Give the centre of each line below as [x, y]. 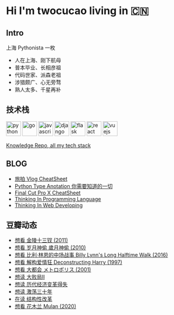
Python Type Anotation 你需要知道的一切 [64, 186]
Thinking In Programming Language [58, 199]
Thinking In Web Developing [49, 205]
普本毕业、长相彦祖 [38, 68]
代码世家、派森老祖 [38, 75]
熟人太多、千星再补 [38, 90]
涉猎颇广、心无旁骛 [38, 82]
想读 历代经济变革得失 [41, 284]
